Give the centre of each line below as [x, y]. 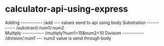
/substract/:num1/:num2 [40, 27]
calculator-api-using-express [67, 9]
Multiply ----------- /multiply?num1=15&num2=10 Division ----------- [75, 33]
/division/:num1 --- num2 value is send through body [58, 38]
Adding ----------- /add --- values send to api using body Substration [75, 23]
